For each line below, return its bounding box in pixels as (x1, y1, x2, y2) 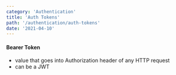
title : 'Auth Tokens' (6, 14, 60, 20)
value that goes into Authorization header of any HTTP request (14, 57, 170, 64)
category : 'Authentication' (6, 8, 77, 15)
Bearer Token (6, 43, 41, 51)
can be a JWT (14, 63, 50, 70)
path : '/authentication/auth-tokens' (6, 20, 101, 26)
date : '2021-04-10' (6, 25, 55, 32)
